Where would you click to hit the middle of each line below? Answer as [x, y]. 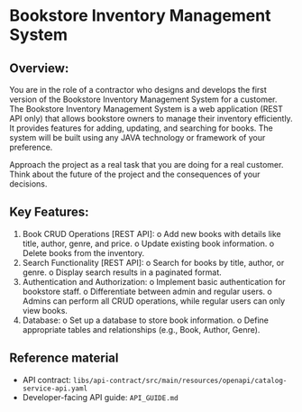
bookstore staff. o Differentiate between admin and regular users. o [147, 291]
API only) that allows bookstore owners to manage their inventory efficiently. [151, 119]
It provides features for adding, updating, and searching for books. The [141, 128]
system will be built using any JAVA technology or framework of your [137, 137]
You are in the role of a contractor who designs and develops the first [138, 90]
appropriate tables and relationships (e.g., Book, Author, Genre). [141, 329]
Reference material [64, 358]
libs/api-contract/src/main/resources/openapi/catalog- [180, 380]
